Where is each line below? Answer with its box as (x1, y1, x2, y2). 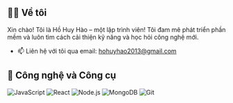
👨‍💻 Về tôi (7, 7, 47, 19)
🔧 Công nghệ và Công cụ (7, 70, 117, 81)
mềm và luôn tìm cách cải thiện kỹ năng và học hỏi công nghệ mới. (7, 33, 199, 41)
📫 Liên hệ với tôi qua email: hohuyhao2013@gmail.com (17, 47, 177, 55)
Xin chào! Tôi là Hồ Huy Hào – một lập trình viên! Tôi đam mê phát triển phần (7, 25, 226, 33)
